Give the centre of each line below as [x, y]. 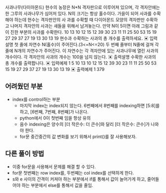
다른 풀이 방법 [25, 154]
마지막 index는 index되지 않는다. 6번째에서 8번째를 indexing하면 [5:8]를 [89, 105]
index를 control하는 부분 [36, 99]
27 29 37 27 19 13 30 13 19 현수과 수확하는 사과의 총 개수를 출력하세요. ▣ [77, 38]
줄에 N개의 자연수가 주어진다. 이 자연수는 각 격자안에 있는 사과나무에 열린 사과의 [82, 51]
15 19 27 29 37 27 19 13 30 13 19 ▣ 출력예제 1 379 [55, 69]
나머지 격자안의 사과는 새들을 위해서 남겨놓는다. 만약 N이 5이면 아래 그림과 [82, 26]
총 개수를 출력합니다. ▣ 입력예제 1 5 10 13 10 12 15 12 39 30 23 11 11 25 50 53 [81, 63]
